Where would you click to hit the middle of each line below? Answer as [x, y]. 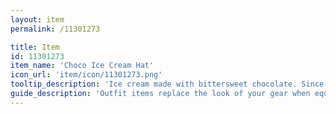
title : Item [35, 47]
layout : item [37, 19]
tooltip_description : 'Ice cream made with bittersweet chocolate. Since [167, 84]
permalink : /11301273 [55, 29]
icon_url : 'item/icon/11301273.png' [86, 75]
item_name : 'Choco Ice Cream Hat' [82, 66]
